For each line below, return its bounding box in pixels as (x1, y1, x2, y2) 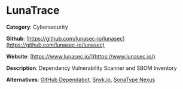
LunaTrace (6, 4, 60, 17)
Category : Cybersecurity (6, 23, 69, 30)
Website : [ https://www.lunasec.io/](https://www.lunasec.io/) (6, 53, 155, 60)
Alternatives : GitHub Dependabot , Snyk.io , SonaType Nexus (6, 76, 155, 83)
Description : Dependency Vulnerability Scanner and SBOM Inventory (6, 64, 178, 72)
